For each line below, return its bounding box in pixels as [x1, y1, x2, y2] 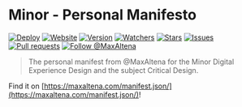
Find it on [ [8, 81, 45, 91]
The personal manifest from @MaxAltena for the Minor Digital [28, 57, 235, 66]
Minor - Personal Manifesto [8, 6, 197, 24]
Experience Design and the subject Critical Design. [28, 65, 199, 75]
